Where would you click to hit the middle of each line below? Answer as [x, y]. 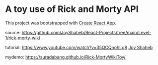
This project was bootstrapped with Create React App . [61, 23]
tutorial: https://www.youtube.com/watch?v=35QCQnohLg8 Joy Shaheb [79, 47]
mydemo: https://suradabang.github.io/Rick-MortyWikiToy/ [65, 57]
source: [13, 32]
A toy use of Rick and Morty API [72, 9]
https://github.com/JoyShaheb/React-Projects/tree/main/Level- [86, 32]
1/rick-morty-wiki [23, 38]
